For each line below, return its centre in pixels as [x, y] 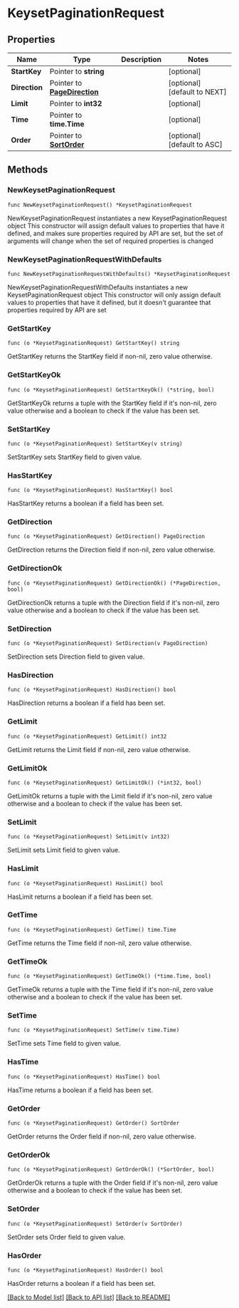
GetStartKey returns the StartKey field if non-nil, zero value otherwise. [110, 356]
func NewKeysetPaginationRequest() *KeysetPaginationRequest [100, 205]
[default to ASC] [195, 144]
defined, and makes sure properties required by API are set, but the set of [116, 233]
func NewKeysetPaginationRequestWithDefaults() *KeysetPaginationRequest [119, 274]
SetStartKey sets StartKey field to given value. [75, 457]
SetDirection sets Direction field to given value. [76, 656]
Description [141, 60]
